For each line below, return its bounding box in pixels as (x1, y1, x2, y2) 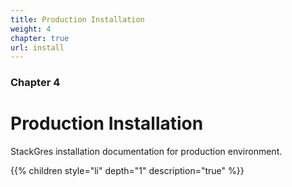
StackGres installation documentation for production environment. (10, 146, 283, 158)
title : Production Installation (10, 14, 145, 25)
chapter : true (10, 33, 70, 43)
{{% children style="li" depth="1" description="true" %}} (10, 165, 245, 177)
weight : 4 (10, 24, 52, 34)
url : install (10, 42, 65, 53)
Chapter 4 (10, 76, 61, 90)
